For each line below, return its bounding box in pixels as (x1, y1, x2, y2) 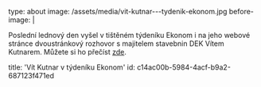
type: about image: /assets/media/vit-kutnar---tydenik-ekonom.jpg (8, 7, 228, 16)
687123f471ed (8, 71, 54, 80)
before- (228, 7, 255, 16)
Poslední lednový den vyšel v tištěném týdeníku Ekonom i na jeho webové (8, 31, 251, 40)
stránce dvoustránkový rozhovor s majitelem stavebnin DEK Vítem (8, 39, 224, 48)
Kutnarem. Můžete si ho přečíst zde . (8, 47, 127, 56)
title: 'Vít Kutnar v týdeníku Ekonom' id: (8, 62, 135, 72)
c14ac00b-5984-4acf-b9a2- (136, 62, 231, 72)
